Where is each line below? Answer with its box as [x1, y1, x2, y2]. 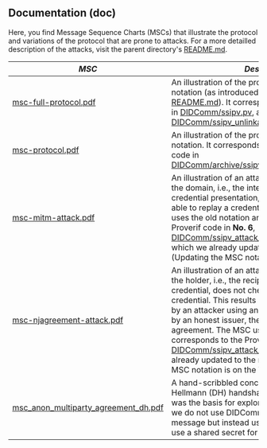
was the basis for [171, 397, 236, 408]
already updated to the [171, 354, 257, 365]
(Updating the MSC [171, 251, 244, 263]
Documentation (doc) [8, 6, 117, 20]
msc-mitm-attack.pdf [12, 212, 95, 223]
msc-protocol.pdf [12, 144, 79, 155]
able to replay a [171, 202, 229, 213]
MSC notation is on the [171, 364, 257, 375]
